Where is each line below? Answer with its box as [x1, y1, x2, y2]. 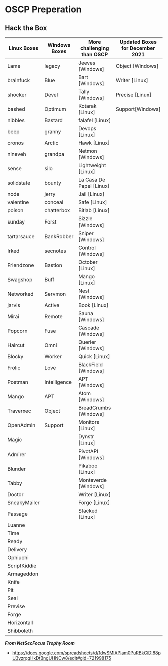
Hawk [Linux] [78, 139, 110, 146]
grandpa [44, 151, 65, 157]
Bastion [44, 262, 62, 269]
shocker [7, 91, 27, 98]
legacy [44, 63, 61, 69]
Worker [44, 353, 62, 360]
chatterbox [44, 207, 70, 214]
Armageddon [7, 570, 39, 577]
